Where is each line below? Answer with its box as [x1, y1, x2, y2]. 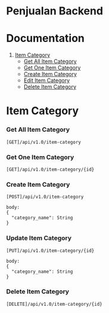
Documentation [6, 32, 85, 45]
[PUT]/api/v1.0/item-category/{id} [6, 247, 95, 254]
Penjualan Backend [6, 4, 103, 18]
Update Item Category [6, 234, 72, 242]
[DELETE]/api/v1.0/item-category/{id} [6, 301, 102, 307]
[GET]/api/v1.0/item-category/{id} [6, 166, 95, 172]
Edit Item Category [23, 77, 70, 84]
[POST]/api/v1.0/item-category [6, 194, 84, 200]
